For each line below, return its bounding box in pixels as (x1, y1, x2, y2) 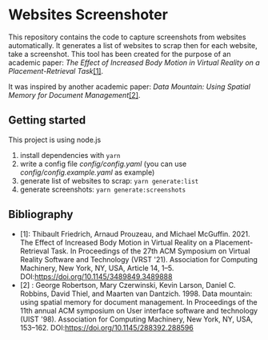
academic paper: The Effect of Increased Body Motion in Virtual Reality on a (8, 58, 260, 67)
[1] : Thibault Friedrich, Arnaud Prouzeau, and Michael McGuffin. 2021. (19, 229, 250, 238)
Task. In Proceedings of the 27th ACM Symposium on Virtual (50, 246, 250, 256)
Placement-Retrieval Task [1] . (8, 66, 104, 75)
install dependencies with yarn (19, 150, 121, 160)
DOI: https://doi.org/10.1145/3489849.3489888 (19, 271, 173, 281)
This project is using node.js (8, 135, 102, 144)
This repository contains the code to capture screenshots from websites (8, 32, 246, 42)
